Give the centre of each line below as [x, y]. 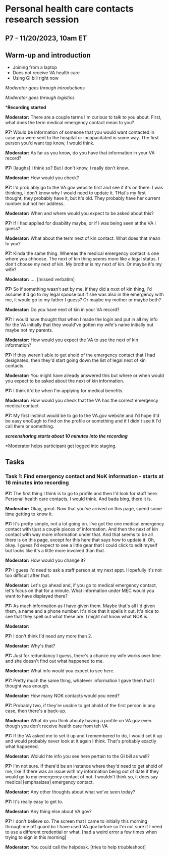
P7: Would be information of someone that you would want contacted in [80, 132]
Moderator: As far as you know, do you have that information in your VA [80, 153]
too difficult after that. [28, 575]
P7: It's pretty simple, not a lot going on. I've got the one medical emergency [85, 524]
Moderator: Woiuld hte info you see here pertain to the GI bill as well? [77, 756]
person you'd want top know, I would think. [50, 143]
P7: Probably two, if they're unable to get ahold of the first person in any [80, 706]
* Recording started [26, 108]
